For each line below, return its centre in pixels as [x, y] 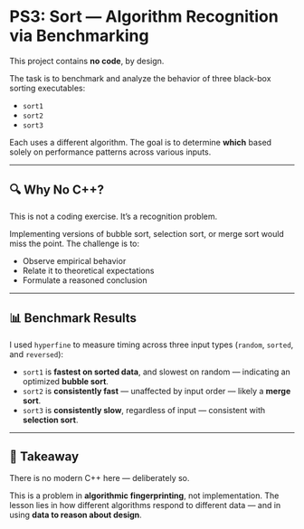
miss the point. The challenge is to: [75, 243]
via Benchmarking [79, 36]
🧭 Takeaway [44, 456]
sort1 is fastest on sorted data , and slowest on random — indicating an [157, 372]
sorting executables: [47, 88]
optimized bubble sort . [65, 381]
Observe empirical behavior [74, 260]
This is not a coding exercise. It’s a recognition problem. [114, 216]
